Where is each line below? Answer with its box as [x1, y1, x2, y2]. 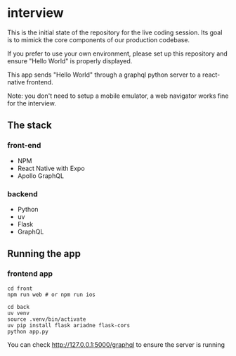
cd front [7, 285, 33, 292]
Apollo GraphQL [17, 171, 65, 180]
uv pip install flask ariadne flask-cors [7, 322, 131, 329]
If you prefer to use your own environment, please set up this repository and [7, 49, 228, 58]
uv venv [7, 310, 30, 317]
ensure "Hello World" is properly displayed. [7, 56, 133, 65]
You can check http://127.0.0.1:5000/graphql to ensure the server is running [7, 340, 225, 349]
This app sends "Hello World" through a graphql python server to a [7, 70, 202, 79]
